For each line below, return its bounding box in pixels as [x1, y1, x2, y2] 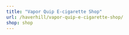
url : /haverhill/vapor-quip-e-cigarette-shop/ [6, 14, 124, 20]
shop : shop [6, 20, 33, 26]
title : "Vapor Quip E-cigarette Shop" [6, 8, 102, 15]
